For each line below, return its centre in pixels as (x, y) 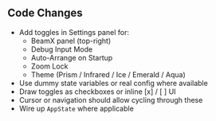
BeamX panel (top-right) (71, 41)
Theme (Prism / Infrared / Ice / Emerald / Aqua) (108, 74)
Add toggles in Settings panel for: (74, 32)
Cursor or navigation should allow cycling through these (111, 100)
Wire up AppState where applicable (77, 108)
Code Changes (45, 13)
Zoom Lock (49, 66)
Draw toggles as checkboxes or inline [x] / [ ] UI (97, 92)
